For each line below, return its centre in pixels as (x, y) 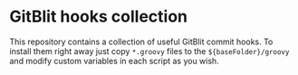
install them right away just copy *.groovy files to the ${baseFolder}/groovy (149, 51)
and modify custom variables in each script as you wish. (114, 61)
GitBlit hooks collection (99, 17)
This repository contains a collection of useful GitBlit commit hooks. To (141, 42)
